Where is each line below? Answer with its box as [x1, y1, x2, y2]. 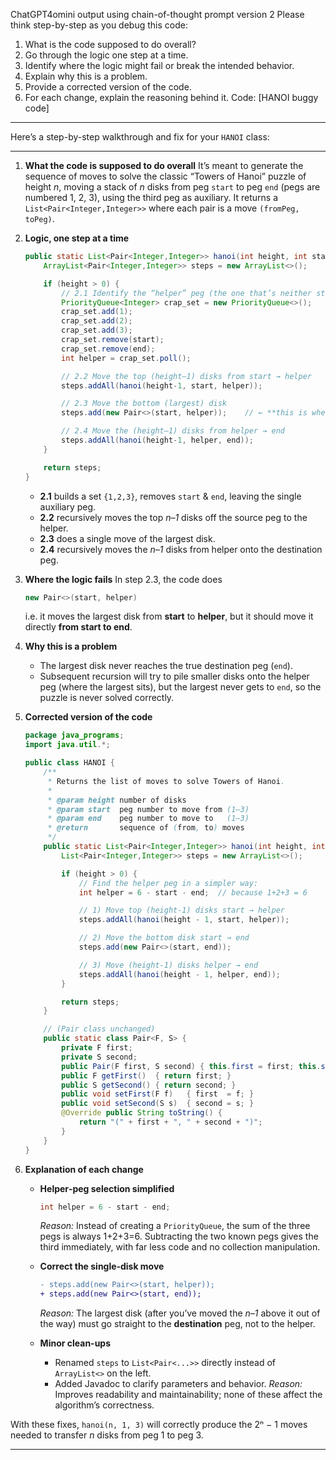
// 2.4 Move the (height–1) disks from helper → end [61, 426, 286, 436]
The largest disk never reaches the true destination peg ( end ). [39, 660, 293, 672]
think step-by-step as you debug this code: [10, 19, 188, 31]
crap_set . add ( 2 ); [61, 316, 133, 326]
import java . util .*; [24, 740, 111, 750]
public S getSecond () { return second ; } [61, 1080, 237, 1090]
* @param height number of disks [47, 795, 187, 805]
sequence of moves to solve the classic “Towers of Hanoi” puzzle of [24, 170, 307, 182]
